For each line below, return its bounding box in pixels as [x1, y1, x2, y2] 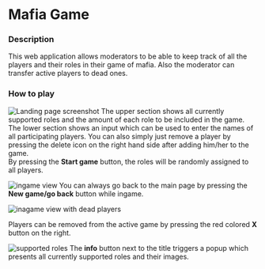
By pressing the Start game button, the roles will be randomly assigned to [8, 157, 249, 166]
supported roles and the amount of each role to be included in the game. [8, 115, 245, 124]
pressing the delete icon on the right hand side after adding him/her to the [8, 140, 249, 150]
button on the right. [8, 228, 71, 237]
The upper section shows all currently [100, 106, 225, 116]
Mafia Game [8, 6, 89, 24]
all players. [8, 165, 44, 175]
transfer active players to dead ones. [8, 69, 128, 78]
